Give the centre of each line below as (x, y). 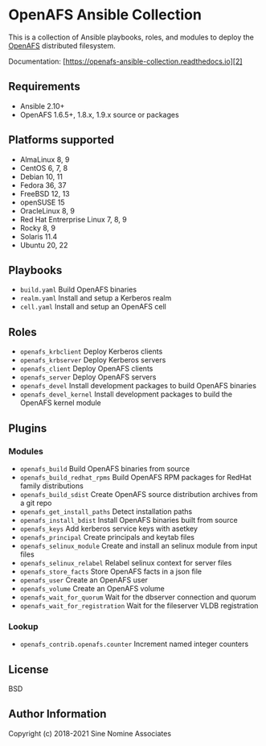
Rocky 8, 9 (38, 228)
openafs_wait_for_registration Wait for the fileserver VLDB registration (139, 605)
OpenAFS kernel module (61, 403)
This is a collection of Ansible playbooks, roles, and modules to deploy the (131, 37)
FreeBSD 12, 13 (45, 193)
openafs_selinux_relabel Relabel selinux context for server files (126, 562)
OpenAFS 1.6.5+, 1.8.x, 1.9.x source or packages (99, 114)
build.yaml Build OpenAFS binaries (78, 290)
